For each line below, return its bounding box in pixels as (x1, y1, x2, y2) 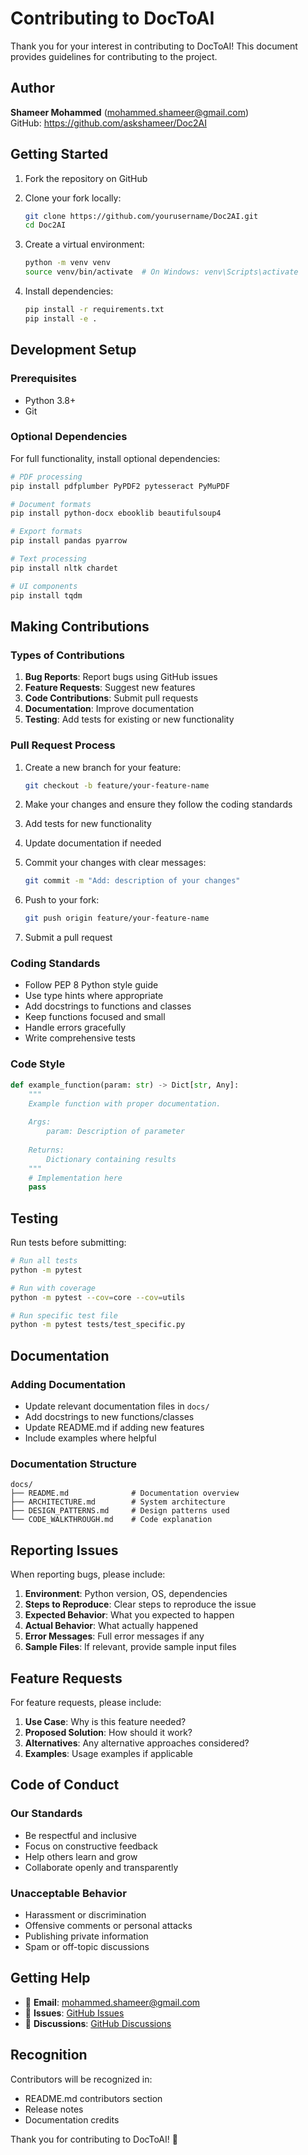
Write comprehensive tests (24, 1032, 136, 1044)
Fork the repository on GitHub (24, 172, 148, 184)
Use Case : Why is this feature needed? (24, 1715, 187, 1727)
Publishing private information (24, 1930, 149, 1942)
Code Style (10, 1057, 66, 1071)
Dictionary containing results (46, 1154, 177, 1164)
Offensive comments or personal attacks (24, 1919, 193, 1931)
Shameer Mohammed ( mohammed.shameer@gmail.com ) (10, 106, 250, 118)
